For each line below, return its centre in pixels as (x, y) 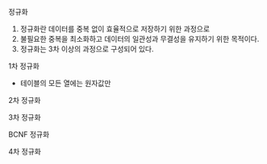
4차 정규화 (25, 152)
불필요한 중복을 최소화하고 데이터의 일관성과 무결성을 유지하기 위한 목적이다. (140, 39)
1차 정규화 (24, 66)
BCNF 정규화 (29, 134)
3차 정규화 (25, 117)
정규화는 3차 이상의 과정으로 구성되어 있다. (87, 49)
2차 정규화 (25, 100)
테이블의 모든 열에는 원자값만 (65, 83)
